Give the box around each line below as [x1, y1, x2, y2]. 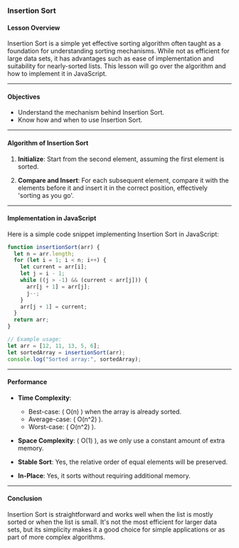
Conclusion [7, 494, 43, 503]
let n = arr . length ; [14, 250, 75, 258]
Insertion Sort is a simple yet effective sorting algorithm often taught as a [7, 39, 221, 48]
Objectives [7, 92, 41, 101]
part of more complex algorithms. [7, 533, 105, 542]
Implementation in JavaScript [7, 214, 97, 223]
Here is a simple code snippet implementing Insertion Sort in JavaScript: [7, 230, 219, 238]
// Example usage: [7, 336, 62, 343]
